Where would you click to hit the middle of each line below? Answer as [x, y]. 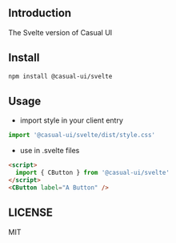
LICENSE [31, 213]
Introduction [40, 13]
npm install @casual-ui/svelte [60, 76]
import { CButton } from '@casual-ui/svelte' [93, 173]
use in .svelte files [50, 151]
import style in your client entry [72, 120]
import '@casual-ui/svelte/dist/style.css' [82, 136]
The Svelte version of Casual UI [60, 32]
